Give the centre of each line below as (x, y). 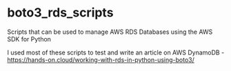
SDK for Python (29, 39)
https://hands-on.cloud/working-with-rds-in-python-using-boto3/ (101, 59)
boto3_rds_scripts (60, 13)
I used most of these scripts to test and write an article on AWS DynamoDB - (116, 52)
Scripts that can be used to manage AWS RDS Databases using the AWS (110, 32)
